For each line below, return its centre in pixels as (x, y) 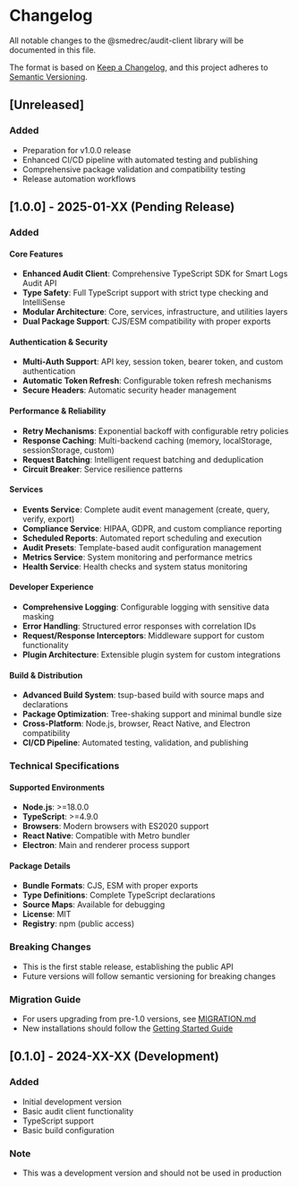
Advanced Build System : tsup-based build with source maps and (143, 695)
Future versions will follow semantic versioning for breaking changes (149, 976)
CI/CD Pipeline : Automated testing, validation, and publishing (135, 743)
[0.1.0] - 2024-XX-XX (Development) (114, 1057)
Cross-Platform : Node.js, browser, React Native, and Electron (136, 723)
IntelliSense (43, 302)
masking (38, 616)
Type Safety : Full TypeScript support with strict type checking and (145, 293)
